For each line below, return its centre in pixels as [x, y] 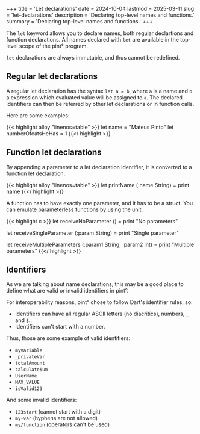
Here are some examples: [38, 115]
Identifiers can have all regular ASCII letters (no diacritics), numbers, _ [102, 314]
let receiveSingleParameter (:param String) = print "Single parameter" [92, 233]
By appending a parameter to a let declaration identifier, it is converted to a [99, 167]
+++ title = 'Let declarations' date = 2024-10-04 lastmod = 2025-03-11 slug [100, 9]
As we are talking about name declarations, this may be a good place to [95, 284]
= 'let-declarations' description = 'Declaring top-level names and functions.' [100, 15]
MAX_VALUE [27, 383]
